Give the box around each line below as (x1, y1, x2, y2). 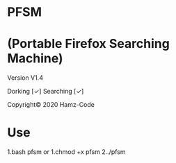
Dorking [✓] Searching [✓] (7, 87, 84, 96)
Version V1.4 (7, 74, 44, 82)
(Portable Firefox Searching (7, 36, 170, 52)
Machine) (7, 51, 64, 67)
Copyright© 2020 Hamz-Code (7, 101, 95, 109)
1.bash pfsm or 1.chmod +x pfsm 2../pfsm (7, 148, 127, 156)
